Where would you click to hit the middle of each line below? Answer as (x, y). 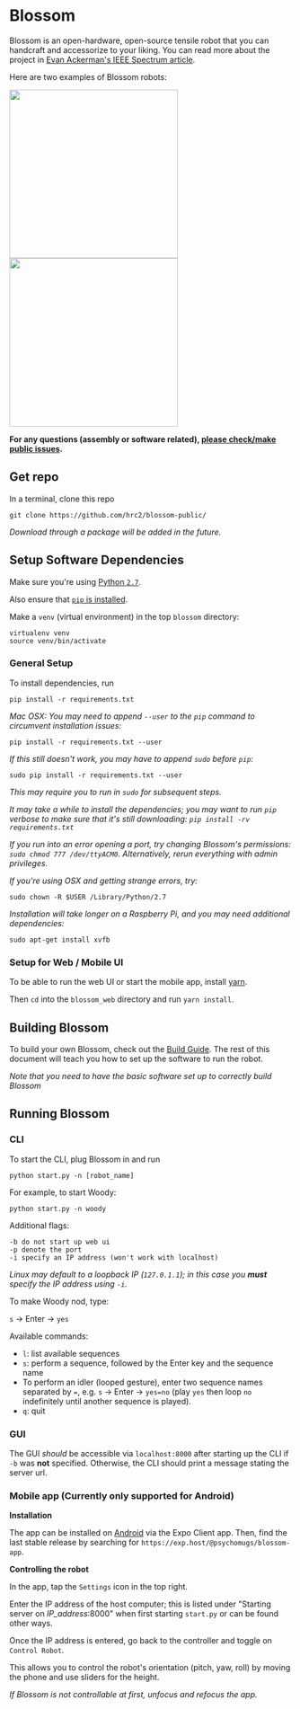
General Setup (41, 663)
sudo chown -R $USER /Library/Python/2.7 (88, 897)
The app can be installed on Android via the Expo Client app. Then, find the (148, 1533)
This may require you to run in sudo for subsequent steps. (115, 792)
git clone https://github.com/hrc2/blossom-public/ (108, 515)
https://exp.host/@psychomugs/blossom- (215, 1543)
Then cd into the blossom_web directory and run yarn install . (122, 999)
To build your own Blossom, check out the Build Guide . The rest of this (140, 1049)
